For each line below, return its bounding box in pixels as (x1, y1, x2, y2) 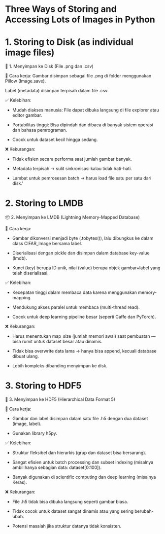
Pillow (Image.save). (5, 78, 46, 84)
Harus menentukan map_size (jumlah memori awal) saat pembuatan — (12, 333, 156, 339)
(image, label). (12, 421, 42, 427)
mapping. (12, 295, 32, 301)
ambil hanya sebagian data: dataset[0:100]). (12, 464, 102, 470)
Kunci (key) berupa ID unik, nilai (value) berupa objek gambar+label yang (12, 265, 161, 271)
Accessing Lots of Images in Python (5, 14, 155, 25)
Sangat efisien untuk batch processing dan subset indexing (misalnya (12, 460, 154, 465)
